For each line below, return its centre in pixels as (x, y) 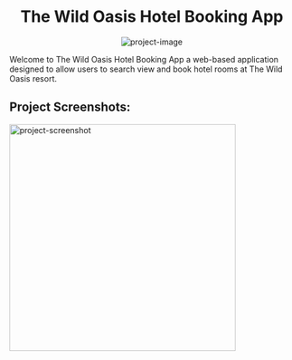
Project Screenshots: (70, 107)
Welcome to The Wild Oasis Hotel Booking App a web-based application (144, 59)
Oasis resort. (33, 78)
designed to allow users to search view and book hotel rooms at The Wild (146, 69)
